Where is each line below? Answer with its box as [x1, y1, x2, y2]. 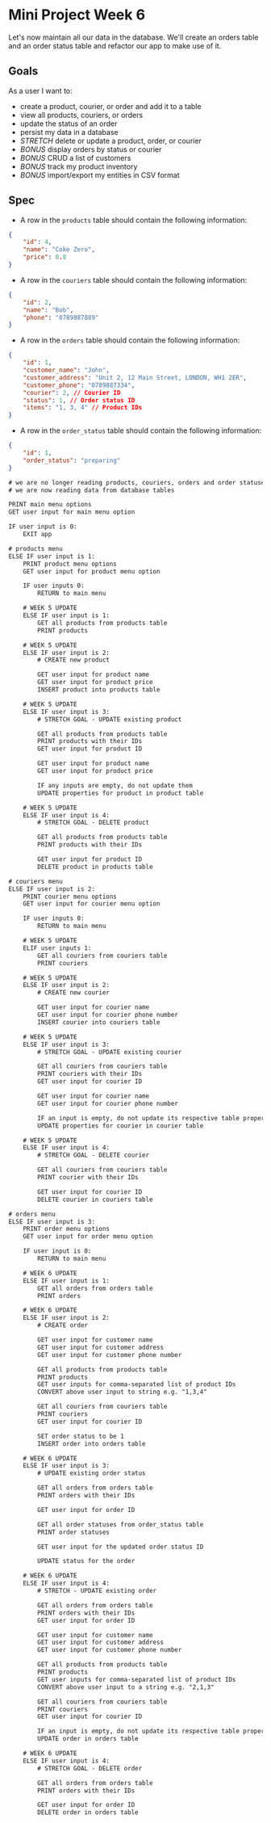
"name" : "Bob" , [23, 305, 74, 314]
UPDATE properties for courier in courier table [37, 1121, 204, 1130]
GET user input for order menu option [23, 1233, 153, 1241]
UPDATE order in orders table [37, 1735, 139, 1743]
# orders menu [8, 1210, 56, 1218]
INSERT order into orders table [37, 1439, 147, 1447]
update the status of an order [19, 119, 118, 128]
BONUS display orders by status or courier [19, 144, 162, 154]
